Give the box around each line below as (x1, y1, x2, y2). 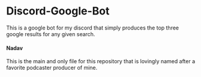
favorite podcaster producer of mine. (6, 64, 98, 72)
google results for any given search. (6, 30, 95, 37)
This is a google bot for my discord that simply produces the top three (6, 24, 179, 31)
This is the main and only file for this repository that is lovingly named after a (6, 58, 196, 65)
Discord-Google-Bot (6, 4, 110, 18)
